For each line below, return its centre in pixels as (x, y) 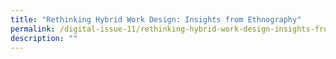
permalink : (33, 29)
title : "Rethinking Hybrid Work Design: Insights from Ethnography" (156, 19)
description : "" (44, 38)
